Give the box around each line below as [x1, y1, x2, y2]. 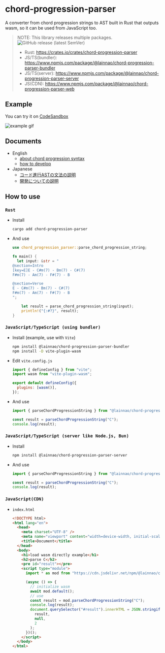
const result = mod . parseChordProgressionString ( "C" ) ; [30, 598, 145, 603]
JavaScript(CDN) [5, 496, 44, 502]
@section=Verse [12, 281, 44, 286]
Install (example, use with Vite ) [12, 334, 76, 340]
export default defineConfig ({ [12, 381, 77, 386]
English [12, 150, 28, 156]
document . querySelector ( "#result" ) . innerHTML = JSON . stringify [30, 607, 163, 612]
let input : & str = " [17, 259, 59, 263]
